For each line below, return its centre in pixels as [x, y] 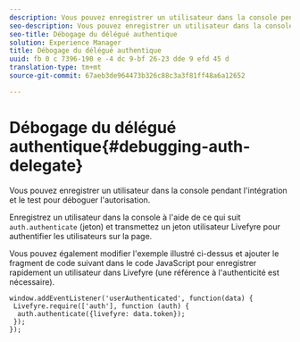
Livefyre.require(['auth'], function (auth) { [101, 306]
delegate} [46, 165]
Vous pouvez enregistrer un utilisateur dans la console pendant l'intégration [148, 190]
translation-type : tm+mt [55, 68]
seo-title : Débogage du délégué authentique [93, 34]
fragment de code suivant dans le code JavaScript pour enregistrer [133, 263]
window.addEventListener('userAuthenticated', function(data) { [131, 298]
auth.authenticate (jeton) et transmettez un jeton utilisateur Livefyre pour [145, 226]
